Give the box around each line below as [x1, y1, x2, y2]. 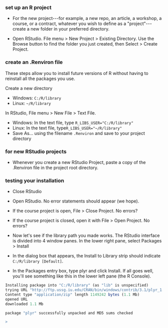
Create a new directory [5, 85, 52, 91]
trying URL [5, 287, 28, 292]
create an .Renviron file [5, 59, 63, 66]
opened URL [5, 296, 28, 301]
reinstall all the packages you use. [5, 75, 75, 81]
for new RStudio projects [5, 148, 66, 155]
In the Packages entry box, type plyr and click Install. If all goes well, [12, 268, 154, 274]
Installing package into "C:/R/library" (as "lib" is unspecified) [5, 283, 149, 288]
